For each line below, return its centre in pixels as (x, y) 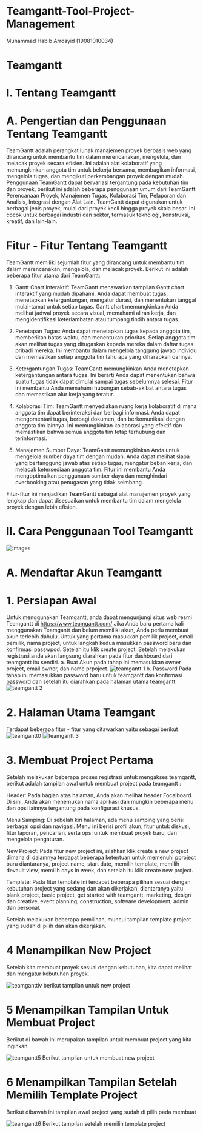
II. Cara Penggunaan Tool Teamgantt (100, 531)
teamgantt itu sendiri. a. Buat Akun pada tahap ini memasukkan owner (94, 663)
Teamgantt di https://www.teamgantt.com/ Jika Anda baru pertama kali (95, 624)
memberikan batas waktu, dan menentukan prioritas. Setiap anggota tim (105, 338)
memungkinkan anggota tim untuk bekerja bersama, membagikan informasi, (101, 170)
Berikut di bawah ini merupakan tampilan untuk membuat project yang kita (99, 1040)
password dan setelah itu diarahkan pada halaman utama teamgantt (91, 682)
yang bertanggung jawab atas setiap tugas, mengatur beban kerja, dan (104, 463)
